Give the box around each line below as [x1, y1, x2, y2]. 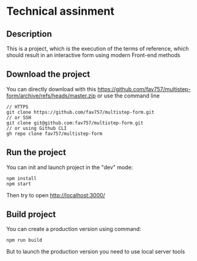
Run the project [6, 147, 66, 157]
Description [6, 29, 52, 39]
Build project [6, 210, 56, 220]
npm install [6, 175, 37, 181]
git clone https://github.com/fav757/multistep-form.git [6, 109, 155, 115]
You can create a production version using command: [6, 225, 142, 233]
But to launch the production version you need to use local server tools [6, 248, 185, 255]
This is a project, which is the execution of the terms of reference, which [6, 45, 189, 52]
